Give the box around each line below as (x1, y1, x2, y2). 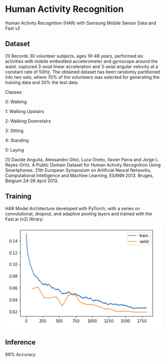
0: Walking (5, 99, 27, 105)
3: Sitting (5, 127, 24, 133)
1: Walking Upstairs (5, 108, 44, 114)
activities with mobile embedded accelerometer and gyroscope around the (5, 58, 158, 64)
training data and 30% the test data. (5, 79, 79, 85)
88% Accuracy (5, 351, 36, 357)
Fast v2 (5, 25, 21, 31)
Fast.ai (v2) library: (5, 216, 44, 222)
